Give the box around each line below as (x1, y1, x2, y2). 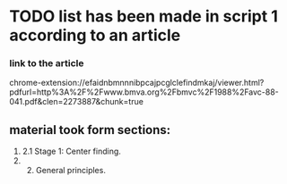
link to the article (9, 57, 84, 70)
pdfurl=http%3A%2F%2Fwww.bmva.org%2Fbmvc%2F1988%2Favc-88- (9, 87, 280, 97)
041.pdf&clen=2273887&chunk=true (9, 96, 143, 107)
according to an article (9, 25, 181, 46)
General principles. (35, 165, 106, 176)
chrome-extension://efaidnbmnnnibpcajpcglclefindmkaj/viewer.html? (9, 78, 265, 88)
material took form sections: (9, 122, 171, 138)
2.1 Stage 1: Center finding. (22, 146, 121, 157)
